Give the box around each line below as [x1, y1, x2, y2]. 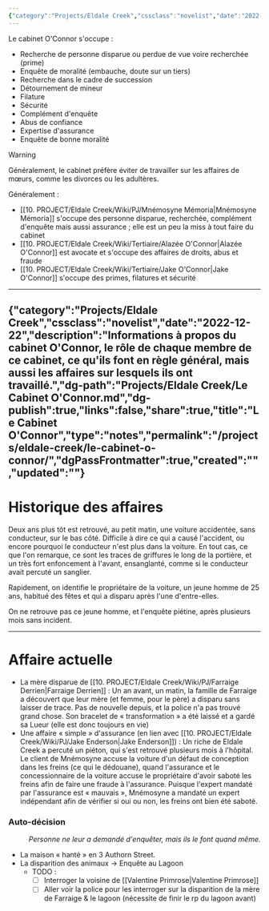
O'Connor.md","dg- [50, 391, 151, 405]
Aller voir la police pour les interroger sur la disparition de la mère [43, 885, 260, 894]
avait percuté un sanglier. [8, 567, 92, 576]
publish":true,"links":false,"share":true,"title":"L [8, 403, 259, 417]
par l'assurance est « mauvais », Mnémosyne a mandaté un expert [19, 788, 240, 797]
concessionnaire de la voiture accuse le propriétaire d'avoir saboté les [19, 770, 252, 781]
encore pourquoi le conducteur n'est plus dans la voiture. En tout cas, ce [8, 541, 248, 551]
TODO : [31, 867, 57, 877]
